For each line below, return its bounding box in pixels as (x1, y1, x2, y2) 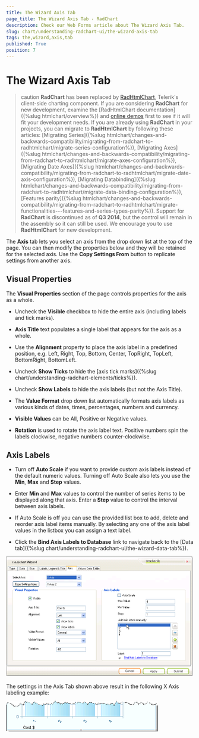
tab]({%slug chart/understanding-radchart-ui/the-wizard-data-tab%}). (14, 545, 188, 552)
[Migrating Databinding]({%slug (78, 176, 156, 183)
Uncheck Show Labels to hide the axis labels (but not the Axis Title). (14, 385, 183, 393)
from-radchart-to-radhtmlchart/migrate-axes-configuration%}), (20, 157, 177, 164)
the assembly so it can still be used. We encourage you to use (20, 220, 173, 227)
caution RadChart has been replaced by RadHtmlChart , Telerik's (20, 93, 179, 101)
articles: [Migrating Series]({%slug (20, 131, 106, 138)
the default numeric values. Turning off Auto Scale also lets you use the (14, 472, 190, 479)
